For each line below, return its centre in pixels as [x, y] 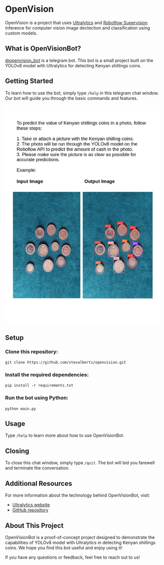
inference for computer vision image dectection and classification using [78, 28]
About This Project [34, 525]
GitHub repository [30, 510]
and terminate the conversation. [37, 468]
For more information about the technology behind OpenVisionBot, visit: [78, 495]
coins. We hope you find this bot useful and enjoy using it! [64, 548]
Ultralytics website [31, 505]
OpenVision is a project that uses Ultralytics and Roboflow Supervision [77, 23]
